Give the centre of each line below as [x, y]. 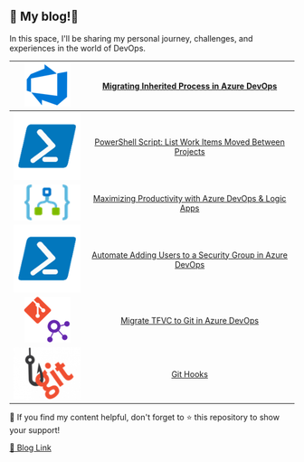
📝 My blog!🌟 [44, 17]
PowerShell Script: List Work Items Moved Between [190, 142]
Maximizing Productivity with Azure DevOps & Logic [190, 198]
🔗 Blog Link [30, 448]
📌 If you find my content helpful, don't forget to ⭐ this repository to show [145, 418]
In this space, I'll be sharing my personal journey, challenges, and [131, 38]
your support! [35, 430]
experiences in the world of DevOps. [78, 48]
